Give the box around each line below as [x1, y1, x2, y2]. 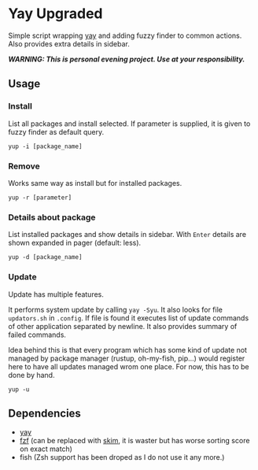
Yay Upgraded [8, 5, 103, 23]
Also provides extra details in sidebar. [8, 39, 130, 48]
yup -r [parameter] [8, 194, 72, 202]
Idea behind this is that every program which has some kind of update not [8, 345, 248, 354]
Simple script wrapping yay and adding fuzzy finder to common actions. [8, 31, 242, 40]
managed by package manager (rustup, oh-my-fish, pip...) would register [8, 353, 245, 363]
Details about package [8, 212, 96, 223]
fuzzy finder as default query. [8, 127, 105, 136]
